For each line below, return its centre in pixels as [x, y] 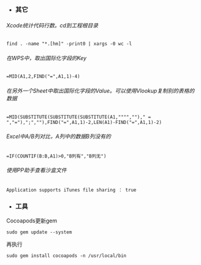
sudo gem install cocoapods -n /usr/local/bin [66, 256]
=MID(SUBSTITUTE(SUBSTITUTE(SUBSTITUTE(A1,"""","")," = [79, 117]
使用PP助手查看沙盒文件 [37, 170]
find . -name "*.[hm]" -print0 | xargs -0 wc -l [69, 44]
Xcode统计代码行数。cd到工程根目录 [52, 25]
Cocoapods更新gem [32, 221]
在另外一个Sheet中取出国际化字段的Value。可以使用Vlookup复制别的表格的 [100, 91]
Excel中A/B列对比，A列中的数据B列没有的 [59, 136]
